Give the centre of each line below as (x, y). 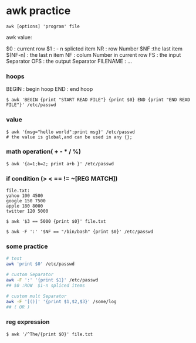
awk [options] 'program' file (43, 26)
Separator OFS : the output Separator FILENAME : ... (69, 61)
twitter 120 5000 (27, 211)
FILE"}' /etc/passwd (31, 105)
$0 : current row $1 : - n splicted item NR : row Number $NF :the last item (94, 49)
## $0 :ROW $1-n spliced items (45, 286)
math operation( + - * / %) (43, 152)
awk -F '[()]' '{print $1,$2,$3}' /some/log (61, 301)
